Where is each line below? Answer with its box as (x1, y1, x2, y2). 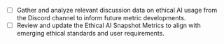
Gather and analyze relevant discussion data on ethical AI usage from (16, 6, 218, 14)
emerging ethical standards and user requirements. (16, 29, 165, 38)
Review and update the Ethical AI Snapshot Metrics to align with (16, 21, 201, 30)
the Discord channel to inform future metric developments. (16, 14, 186, 22)
